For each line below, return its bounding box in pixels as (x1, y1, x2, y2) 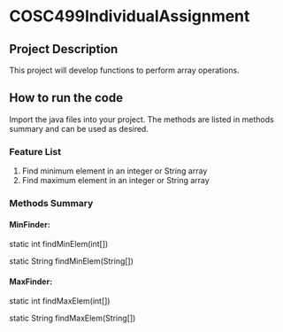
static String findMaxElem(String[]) (9, 313, 136, 324)
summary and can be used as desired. (9, 123, 149, 134)
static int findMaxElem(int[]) (9, 296, 111, 306)
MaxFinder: (9, 276, 53, 287)
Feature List (9, 145, 62, 158)
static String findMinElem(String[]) (9, 256, 134, 266)
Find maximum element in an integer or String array (21, 175, 210, 186)
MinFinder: (9, 219, 50, 229)
